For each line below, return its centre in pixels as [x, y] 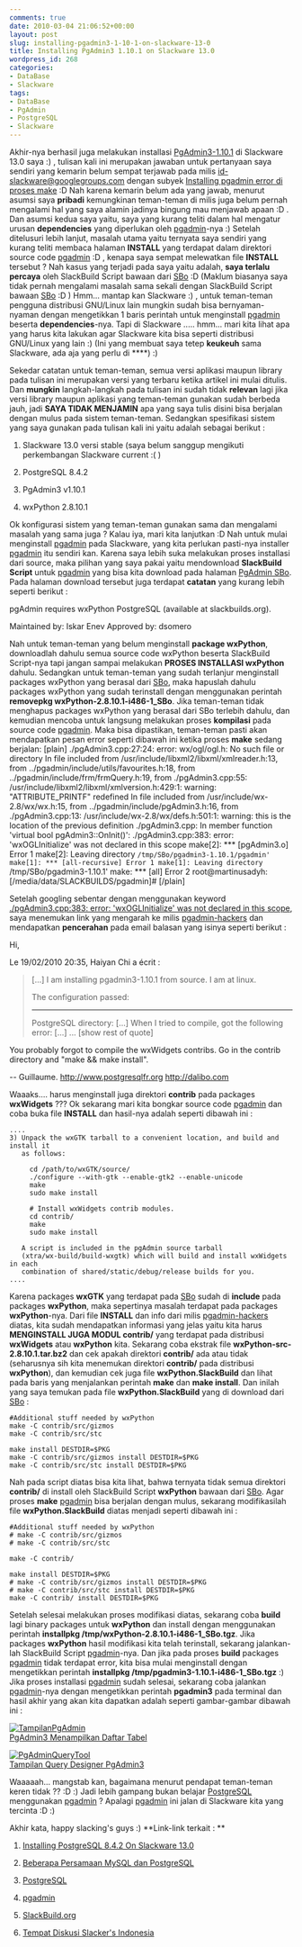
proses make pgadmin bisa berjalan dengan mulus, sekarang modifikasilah [148, 1501]
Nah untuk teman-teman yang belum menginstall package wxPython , [138, 644]
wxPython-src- [262, 1344]
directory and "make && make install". [79, 1059]
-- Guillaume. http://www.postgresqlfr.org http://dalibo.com [119, 1077]
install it [30, 1146]
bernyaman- [242, 305]
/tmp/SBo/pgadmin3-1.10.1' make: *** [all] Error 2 [100, 871]
